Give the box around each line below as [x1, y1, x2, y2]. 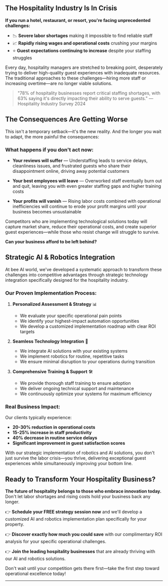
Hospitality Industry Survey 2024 [17, 100, 86, 106]
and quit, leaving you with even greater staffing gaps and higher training [12, 183, 161, 189]
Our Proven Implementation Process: [5, 289, 97, 296]
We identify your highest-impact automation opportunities [19, 318, 139, 324]
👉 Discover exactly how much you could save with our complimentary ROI [5, 532, 162, 538]
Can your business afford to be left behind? [5, 238, 97, 244]
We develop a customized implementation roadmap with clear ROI [19, 323, 156, 329]
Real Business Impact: [5, 403, 60, 410]
